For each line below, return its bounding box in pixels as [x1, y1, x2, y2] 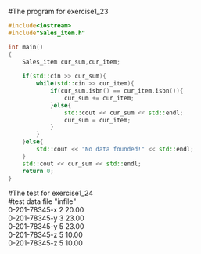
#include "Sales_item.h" [8, 29, 86, 37]
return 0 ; [22, 167, 55, 175]
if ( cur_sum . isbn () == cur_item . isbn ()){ [49, 87, 184, 95]
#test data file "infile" [8, 197, 77, 206]
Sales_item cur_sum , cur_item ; [22, 58, 121, 66]
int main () [8, 43, 44, 51]
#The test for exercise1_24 [8, 188, 94, 198]
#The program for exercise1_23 [8, 7, 109, 16]
